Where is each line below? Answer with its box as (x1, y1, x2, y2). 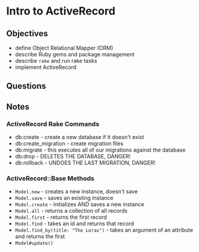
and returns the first (15, 233, 65, 240)
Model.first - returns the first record (15, 213, 107, 221)
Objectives (6, 28, 48, 39)
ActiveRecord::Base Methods (6, 174, 95, 183)
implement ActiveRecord (15, 63, 77, 71)
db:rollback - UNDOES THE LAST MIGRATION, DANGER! (15, 159, 156, 167)
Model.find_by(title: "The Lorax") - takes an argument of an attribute (15, 227, 194, 234)
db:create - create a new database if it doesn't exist (15, 134, 144, 141)
